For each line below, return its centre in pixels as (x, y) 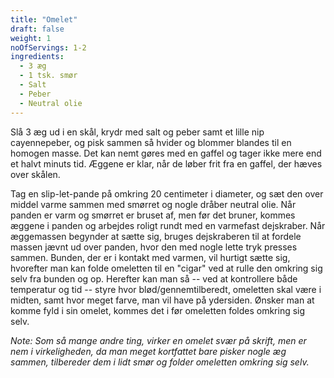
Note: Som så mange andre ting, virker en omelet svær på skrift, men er (158, 340)
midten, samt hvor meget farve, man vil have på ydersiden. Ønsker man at (162, 300)
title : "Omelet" (44, 19)
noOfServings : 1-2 (48, 47)
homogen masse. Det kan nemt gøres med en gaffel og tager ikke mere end (166, 153)
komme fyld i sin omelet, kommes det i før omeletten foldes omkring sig (158, 310)
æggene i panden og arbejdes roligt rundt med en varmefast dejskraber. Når (168, 225)
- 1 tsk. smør (48, 76)
